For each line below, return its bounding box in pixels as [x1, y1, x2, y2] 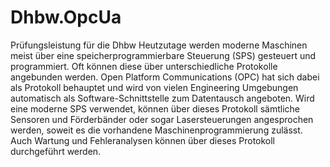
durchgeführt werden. [10, 145, 102, 157]
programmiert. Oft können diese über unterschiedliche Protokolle [10, 60, 278, 72]
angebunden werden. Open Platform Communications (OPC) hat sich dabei [10, 71, 320, 83]
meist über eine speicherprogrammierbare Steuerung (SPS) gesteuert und [10, 49, 317, 61]
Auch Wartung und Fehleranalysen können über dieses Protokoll [10, 134, 276, 146]
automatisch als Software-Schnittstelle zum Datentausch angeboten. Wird [10, 92, 315, 104]
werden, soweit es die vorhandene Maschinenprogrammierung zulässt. [10, 124, 303, 136]
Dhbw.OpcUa [10, 6, 122, 29]
